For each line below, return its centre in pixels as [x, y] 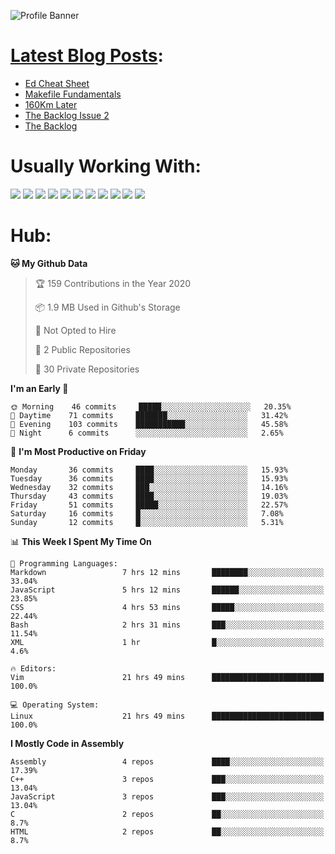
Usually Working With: [106, 166]
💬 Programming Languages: [64, 563]
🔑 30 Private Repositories [87, 369]
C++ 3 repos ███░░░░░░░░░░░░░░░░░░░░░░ [167, 779]
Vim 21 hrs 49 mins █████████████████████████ [167, 677]
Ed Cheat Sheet [57, 83]
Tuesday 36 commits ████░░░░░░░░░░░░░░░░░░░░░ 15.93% [149, 478]
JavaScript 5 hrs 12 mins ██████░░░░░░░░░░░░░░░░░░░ [167, 590]
